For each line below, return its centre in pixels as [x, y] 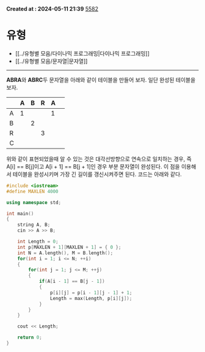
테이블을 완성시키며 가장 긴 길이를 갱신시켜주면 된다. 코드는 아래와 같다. [97, 174]
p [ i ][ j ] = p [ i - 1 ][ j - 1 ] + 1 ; [91, 293]
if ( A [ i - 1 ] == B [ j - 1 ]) [72, 281]
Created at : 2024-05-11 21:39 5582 [52, 9]
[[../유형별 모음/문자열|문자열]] [51, 61]
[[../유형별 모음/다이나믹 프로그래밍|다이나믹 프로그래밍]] [82, 53]
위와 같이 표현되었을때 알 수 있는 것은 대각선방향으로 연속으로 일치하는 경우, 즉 [99, 159]
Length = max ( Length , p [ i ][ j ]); [91, 298]
